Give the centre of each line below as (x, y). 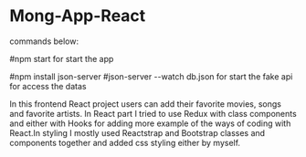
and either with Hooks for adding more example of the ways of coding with (150, 123)
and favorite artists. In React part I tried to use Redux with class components (153, 113)
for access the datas (48, 86)
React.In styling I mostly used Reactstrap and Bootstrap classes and (137, 132)
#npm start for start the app (62, 58)
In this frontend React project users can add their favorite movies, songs (145, 104)
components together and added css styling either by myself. (125, 142)
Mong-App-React (78, 16)
